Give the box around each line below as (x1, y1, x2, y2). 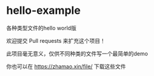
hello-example (6, 4, 81, 17)
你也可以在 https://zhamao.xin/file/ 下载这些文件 (6, 63, 126, 70)
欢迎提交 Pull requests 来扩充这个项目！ (6, 37, 106, 44)
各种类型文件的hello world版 (6, 24, 77, 31)
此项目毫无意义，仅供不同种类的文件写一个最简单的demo (6, 49, 149, 57)
